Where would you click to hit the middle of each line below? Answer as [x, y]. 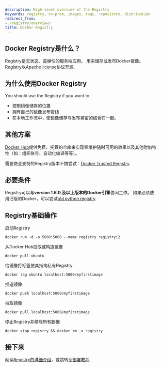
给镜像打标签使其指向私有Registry [39, 266]
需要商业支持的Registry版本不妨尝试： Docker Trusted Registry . [68, 163]
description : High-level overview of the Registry [57, 9]
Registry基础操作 [31, 215]
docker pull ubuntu [25, 256]
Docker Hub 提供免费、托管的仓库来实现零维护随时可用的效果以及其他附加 [79, 147]
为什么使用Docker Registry [46, 84]
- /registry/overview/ [28, 23]
